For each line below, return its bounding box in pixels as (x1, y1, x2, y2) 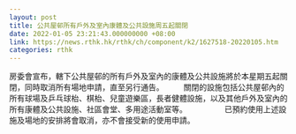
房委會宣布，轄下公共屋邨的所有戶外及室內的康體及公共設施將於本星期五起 (9, 71, 280, 82)
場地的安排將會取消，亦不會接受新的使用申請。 (24, 115, 195, 126)
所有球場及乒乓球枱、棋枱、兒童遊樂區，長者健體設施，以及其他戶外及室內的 (9, 93, 288, 104)
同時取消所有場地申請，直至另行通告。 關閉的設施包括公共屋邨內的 (24, 82, 285, 93)
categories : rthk (9, 46, 73, 55)
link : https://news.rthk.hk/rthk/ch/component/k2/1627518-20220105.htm (9, 37, 278, 47)
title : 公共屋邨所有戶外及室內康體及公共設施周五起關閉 (9, 21, 188, 30)
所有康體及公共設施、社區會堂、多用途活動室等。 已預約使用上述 (9, 104, 279, 115)
